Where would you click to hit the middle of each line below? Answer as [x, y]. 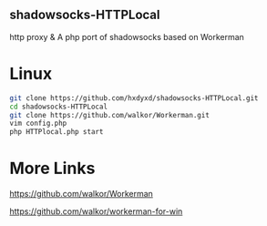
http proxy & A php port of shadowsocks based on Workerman [127, 36]
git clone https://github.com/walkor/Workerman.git [109, 115]
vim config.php [38, 123]
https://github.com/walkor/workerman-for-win [96, 211]
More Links [52, 169]
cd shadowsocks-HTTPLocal [58, 107]
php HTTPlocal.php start [56, 132]
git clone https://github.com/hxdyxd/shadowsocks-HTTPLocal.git [134, 98]
